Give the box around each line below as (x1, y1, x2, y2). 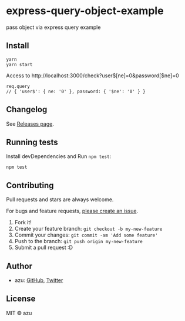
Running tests (6, 137, 59, 147)
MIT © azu (6, 309, 32, 316)
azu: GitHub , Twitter (14, 277, 63, 284)
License (6, 294, 36, 304)
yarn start (6, 61, 33, 67)
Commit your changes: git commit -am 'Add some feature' (14, 231, 159, 238)
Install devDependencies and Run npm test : (6, 153, 112, 160)
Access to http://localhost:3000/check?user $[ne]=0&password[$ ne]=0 (6, 72, 179, 79)
